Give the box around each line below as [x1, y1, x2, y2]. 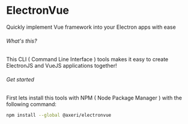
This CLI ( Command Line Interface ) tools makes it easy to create [6, 56, 169, 63]
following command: [6, 101, 57, 108]
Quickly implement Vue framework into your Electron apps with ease [6, 23, 176, 31]
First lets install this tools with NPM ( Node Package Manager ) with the [6, 94, 182, 102]
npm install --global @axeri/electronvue [6, 112, 112, 119]
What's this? [6, 37, 37, 44]
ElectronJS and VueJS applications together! [6, 62, 117, 69]
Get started [6, 75, 35, 83]
